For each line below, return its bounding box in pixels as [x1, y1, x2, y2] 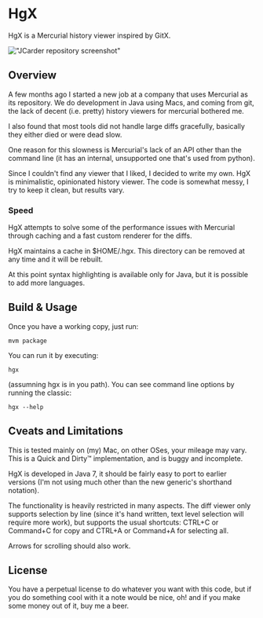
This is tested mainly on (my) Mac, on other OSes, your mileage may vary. [8, 445, 247, 455]
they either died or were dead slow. [8, 130, 122, 139]
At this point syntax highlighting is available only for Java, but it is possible [8, 270, 249, 280]
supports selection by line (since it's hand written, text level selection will [8, 509, 245, 518]
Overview [8, 68, 57, 82]
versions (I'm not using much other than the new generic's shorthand [8, 477, 232, 487]
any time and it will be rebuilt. [8, 254, 104, 264]
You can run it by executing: [8, 350, 99, 360]
